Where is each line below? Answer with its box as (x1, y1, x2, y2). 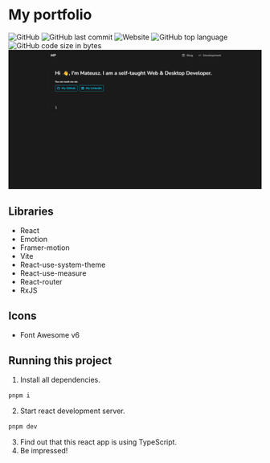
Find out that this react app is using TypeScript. (19, 436, 178, 447)
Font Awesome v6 (19, 330, 80, 340)
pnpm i (8, 391, 31, 399)
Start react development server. (19, 406, 126, 416)
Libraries (8, 204, 54, 218)
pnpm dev (8, 422, 38, 431)
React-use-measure (19, 268, 87, 278)
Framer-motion (19, 243, 70, 252)
